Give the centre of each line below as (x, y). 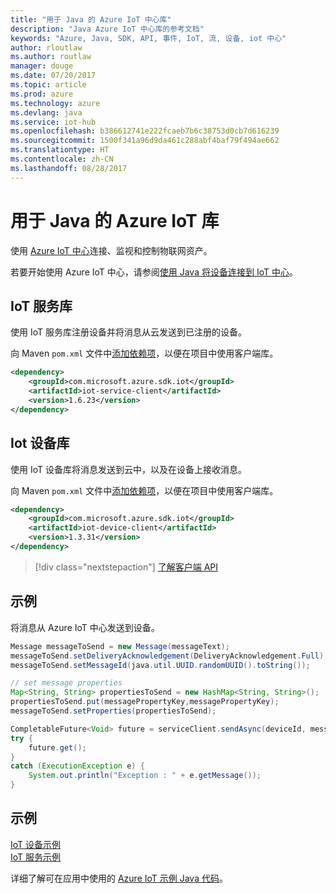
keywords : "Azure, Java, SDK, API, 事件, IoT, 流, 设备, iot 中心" (148, 38)
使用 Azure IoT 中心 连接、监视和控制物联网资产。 (111, 250)
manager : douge (42, 66)
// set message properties (66, 683)
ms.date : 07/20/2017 (53, 76)
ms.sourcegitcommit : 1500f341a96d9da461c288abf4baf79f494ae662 (145, 141)
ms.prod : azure (42, 94)
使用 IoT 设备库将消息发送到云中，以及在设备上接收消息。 (128, 469)
